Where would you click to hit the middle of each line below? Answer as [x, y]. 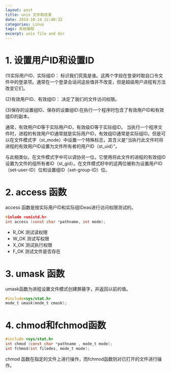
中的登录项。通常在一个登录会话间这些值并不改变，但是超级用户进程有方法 [88, 82]
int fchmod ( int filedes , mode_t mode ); [48, 349]
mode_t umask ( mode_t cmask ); [36, 303]
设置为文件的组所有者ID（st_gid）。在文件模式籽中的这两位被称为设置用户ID [84, 163]
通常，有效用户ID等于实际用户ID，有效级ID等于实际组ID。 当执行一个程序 [82, 127]
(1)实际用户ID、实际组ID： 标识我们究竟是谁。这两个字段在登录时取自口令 [82, 75]
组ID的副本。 [19, 116]
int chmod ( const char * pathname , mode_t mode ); [59, 344]
